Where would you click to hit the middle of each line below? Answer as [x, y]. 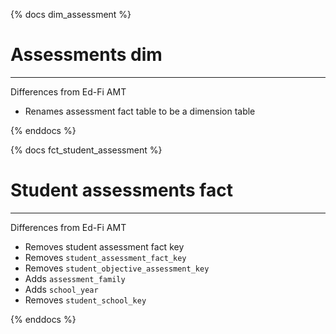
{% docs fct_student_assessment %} [86, 150]
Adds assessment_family [75, 278]
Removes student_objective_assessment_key [117, 268]
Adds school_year [61, 289]
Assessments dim [86, 55]
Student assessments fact [121, 190]
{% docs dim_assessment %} [71, 14]
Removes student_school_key [85, 300]
